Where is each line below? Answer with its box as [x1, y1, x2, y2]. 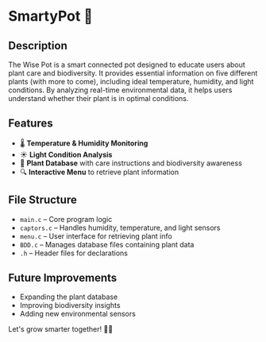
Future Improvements [8, 271, 118, 285]
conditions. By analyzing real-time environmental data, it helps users [8, 85, 233, 95]
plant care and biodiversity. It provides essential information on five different [8, 68, 258, 78]
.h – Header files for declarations [19, 248, 129, 258]
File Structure [8, 193, 77, 207]
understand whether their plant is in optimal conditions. [8, 94, 189, 103]
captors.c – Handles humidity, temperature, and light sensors [19, 223, 221, 232]
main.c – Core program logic [19, 214, 113, 223]
